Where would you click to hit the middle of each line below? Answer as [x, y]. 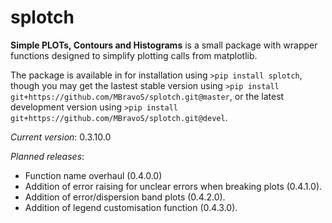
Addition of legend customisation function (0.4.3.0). [131, 207]
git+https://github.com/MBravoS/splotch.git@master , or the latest [147, 96]
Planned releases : [47, 156]
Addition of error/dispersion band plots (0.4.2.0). [125, 197]
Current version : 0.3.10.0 [61, 137]
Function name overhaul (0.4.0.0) [93, 175]
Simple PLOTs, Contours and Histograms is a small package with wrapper [164, 45]
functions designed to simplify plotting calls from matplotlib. [134, 55]
